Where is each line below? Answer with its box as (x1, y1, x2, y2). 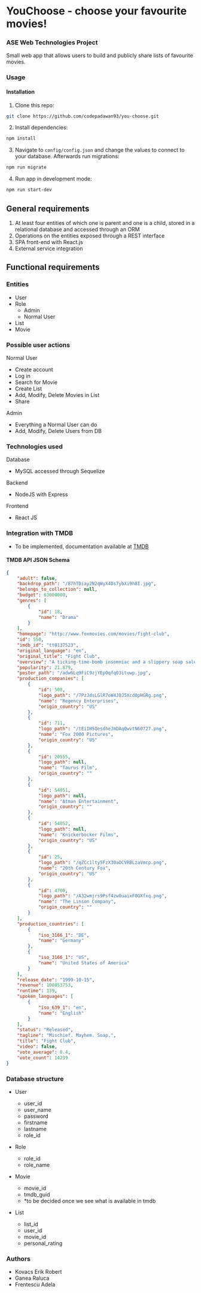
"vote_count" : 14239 (17, 1054, 68, 1061)
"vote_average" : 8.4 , (17, 1049, 71, 1055)
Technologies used (6, 442, 63, 450)
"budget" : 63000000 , (17, 592, 68, 598)
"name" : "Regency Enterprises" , (38, 697, 119, 704)
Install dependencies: (14, 124, 68, 131)
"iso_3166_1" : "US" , (38, 955, 90, 961)
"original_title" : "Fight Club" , (17, 653, 100, 659)
